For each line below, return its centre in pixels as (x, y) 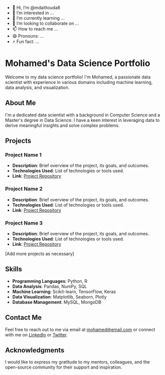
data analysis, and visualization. (37, 87)
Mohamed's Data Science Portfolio (78, 63)
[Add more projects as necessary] (40, 254)
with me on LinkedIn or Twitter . (36, 335)
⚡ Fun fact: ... (26, 41)
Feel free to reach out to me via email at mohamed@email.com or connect (80, 329)
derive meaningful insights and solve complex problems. (62, 125)
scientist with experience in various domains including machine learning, (79, 82)
